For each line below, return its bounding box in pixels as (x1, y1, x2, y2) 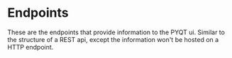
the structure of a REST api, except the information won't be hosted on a (7, 35, 219, 43)
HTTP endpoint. (7, 43, 54, 51)
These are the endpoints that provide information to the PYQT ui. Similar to (7, 28, 226, 36)
